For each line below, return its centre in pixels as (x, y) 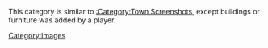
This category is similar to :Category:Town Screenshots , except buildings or (134, 12)
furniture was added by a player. (62, 20)
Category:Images (37, 36)
